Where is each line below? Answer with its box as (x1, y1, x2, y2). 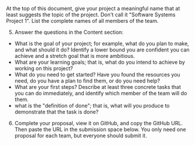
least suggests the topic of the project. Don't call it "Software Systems (6, 11, 176, 18)
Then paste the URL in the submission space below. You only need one (14, 126, 186, 133)
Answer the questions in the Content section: (14, 29, 124, 36)
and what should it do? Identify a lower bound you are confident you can (14, 46, 190, 53)
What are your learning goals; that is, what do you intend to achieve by (14, 58, 186, 65)
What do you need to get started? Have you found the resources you (14, 71, 180, 78)
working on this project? (14, 65, 73, 72)
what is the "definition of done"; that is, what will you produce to (14, 102, 170, 109)
